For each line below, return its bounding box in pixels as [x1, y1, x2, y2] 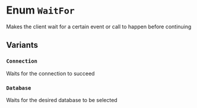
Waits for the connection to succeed [6, 70, 95, 77]
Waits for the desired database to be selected [6, 96, 117, 103]
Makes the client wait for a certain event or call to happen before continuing [6, 23, 192, 30]
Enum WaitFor [6, 4, 75, 17]
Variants [6, 40, 39, 50]
